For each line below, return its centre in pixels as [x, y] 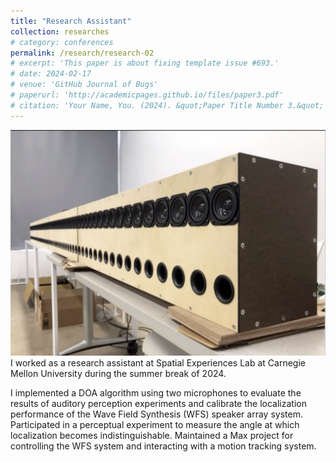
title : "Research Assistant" [71, 21]
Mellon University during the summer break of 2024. [118, 373]
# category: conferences [62, 42]
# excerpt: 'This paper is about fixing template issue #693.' [145, 63]
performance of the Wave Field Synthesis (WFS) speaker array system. [156, 414]
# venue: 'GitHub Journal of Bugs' [84, 85]
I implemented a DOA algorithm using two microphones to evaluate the [156, 392]
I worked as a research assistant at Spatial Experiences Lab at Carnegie [158, 362]
